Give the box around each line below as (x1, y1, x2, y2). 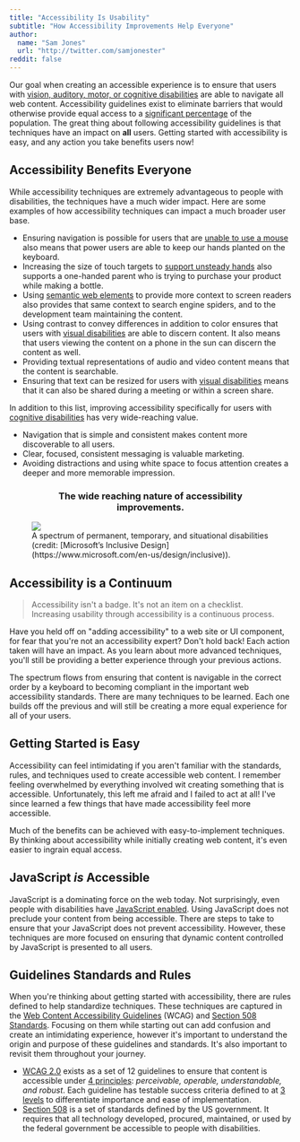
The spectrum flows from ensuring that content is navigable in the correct (9, 672, 282, 683)
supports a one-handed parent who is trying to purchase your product (21, 270, 282, 281)
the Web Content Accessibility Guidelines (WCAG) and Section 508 (9, 1010, 257, 1021)
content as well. (21, 346, 81, 357)
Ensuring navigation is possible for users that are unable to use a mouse (21, 232, 289, 243)
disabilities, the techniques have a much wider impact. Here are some (9, 196, 266, 206)
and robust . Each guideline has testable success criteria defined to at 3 (21, 1085, 286, 1095)
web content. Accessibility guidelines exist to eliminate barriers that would (9, 99, 284, 109)
